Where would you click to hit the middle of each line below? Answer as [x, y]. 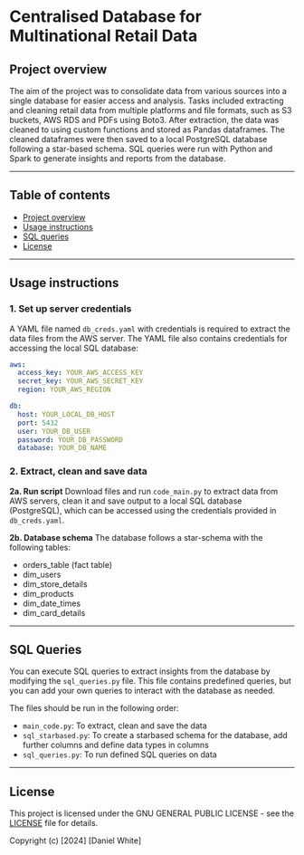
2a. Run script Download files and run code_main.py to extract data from [144, 491]
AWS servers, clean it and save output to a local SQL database [126, 501]
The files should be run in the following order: [94, 708]
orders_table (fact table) [67, 564]
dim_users [42, 574]
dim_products [48, 593]
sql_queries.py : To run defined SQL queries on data [119, 754]
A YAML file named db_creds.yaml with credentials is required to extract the [150, 329]
